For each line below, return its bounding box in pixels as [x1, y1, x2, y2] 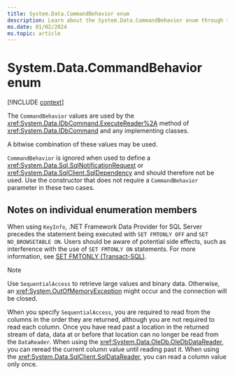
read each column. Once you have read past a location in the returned [7, 323, 210, 331]
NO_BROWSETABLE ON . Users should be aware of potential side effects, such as [7, 238, 227, 245]
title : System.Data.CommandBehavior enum [7, 10, 130, 18]
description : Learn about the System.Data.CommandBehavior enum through [7, 17, 224, 24]
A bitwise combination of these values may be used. [7, 140, 158, 149]
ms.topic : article [7, 29, 61, 37]
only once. [7, 360, 38, 368]
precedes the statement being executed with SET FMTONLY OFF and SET [7, 230, 208, 238]
